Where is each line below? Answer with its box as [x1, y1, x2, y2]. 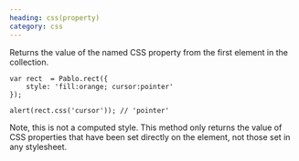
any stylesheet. [9, 141, 68, 152]
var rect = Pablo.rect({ [9, 74, 108, 83]
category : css [9, 22, 64, 31]
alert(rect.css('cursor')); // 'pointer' [9, 106, 170, 115]
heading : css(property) [9, 13, 101, 23]
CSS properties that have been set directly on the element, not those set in [9, 131, 291, 142]
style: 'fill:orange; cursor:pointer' [26, 82, 174, 91]
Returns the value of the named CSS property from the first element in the [9, 46, 288, 57]
